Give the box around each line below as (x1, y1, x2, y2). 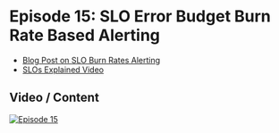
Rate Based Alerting (9, 25, 161, 46)
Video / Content (9, 90, 100, 105)
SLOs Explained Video (21, 64, 105, 75)
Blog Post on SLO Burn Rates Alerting (21, 54, 161, 65)
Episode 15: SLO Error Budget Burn (9, 6, 271, 27)
